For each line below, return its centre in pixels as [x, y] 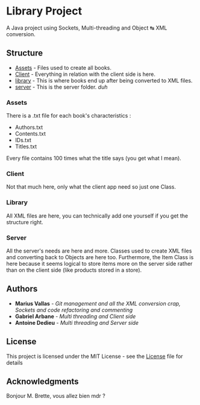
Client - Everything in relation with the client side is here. [85, 74]
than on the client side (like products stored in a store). [74, 270]
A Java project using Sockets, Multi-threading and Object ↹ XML [87, 28]
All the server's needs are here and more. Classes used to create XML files [99, 251]
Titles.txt [26, 146]
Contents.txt [30, 134]
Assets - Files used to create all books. [63, 67]
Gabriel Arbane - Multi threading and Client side [75, 316]
